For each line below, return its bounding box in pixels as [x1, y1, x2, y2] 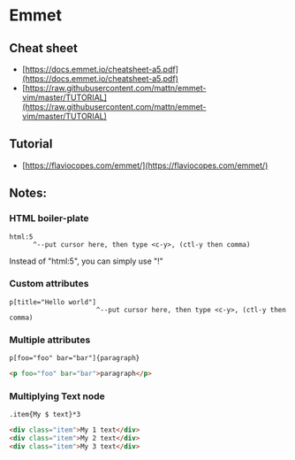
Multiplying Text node [9, 390, 106, 402]
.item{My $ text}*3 [9, 410, 81, 419]
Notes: [9, 186, 47, 201]
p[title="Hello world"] [9, 297, 97, 306]
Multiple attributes [9, 333, 91, 346]
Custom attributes [9, 278, 89, 290]
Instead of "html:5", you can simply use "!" [9, 256, 163, 266]
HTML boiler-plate [9, 212, 89, 225]
